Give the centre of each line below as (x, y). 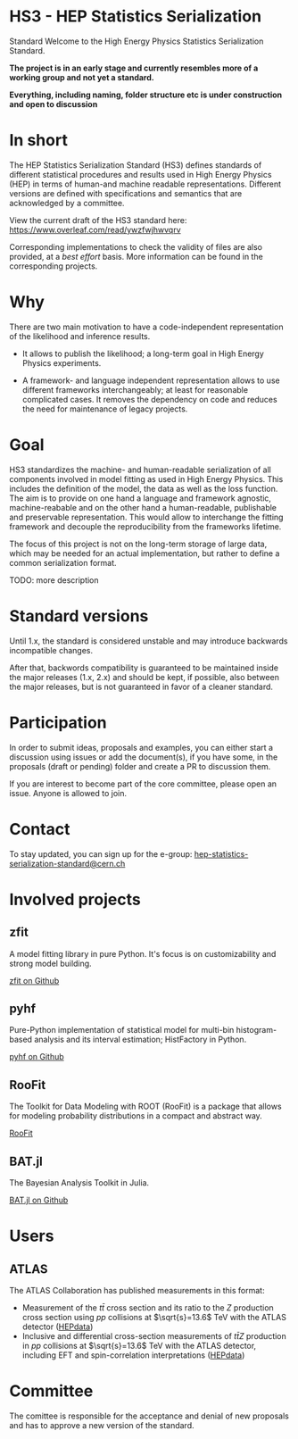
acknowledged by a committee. (67, 203)
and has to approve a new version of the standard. (102, 1425)
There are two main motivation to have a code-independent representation (146, 327)
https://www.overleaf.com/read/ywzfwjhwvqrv (95, 229)
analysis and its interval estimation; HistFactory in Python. (141, 1040)
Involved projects (75, 899)
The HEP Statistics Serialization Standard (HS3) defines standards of (136, 165)
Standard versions (79, 616)
